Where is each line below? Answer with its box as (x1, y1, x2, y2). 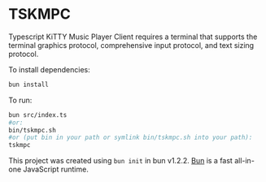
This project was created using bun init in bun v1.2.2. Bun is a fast (8, 156, 233, 166)
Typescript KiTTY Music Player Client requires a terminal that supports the (8, 32, 258, 41)
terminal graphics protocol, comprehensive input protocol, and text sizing (8, 40, 255, 50)
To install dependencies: (8, 64, 91, 74)
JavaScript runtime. (23, 164, 89, 175)
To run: (8, 95, 33, 105)
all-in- (234, 156, 255, 166)
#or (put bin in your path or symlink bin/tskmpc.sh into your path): (8, 133, 253, 142)
